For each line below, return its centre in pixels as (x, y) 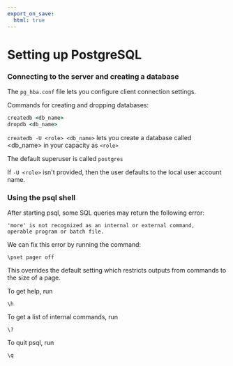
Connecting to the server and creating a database (93, 76)
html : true (29, 20)
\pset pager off (31, 258)
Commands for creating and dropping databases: (78, 105)
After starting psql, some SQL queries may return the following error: (106, 213)
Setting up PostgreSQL (75, 55)
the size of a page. (34, 278)
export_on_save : (31, 14)
